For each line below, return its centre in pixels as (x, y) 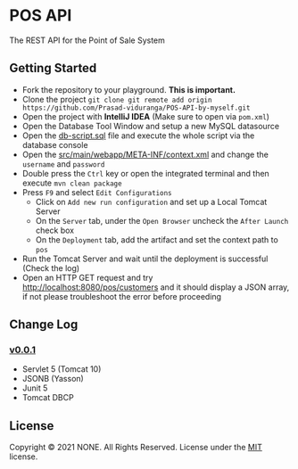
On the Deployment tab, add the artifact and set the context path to (157, 239)
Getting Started (53, 68)
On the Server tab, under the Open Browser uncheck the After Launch (162, 220)
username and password (63, 164)
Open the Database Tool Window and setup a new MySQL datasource (150, 126)
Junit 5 (35, 388)
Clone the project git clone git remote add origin (117, 99)
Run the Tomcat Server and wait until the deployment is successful (145, 259)
